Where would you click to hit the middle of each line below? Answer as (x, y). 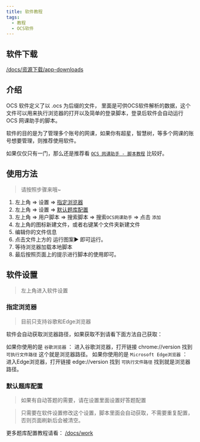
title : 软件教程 (24, 12)
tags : (13, 17)
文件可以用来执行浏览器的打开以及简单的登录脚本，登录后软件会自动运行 (95, 113)
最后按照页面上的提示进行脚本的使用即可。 (67, 254)
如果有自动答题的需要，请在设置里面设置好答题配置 (83, 400)
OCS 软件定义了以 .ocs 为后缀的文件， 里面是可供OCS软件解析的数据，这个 (99, 106)
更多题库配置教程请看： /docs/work (50, 433)
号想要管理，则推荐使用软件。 (43, 140)
